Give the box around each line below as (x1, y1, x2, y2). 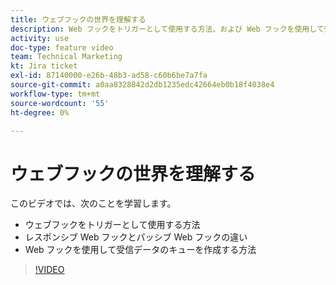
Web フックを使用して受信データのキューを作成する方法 (24, 244, 257, 256)
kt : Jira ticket (10, 61, 78, 71)
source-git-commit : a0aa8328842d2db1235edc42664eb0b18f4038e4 (10, 80, 275, 90)
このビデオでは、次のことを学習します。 (10, 197, 177, 210)
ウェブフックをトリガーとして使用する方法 (24, 219, 201, 231)
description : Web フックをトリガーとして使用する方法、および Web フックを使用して (10, 24, 325, 34)
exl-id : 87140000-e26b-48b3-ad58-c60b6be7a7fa (10, 71, 208, 81)
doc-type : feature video (10, 42, 114, 53)
